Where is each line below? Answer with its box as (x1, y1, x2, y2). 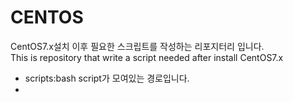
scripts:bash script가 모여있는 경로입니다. (24, 72, 190, 84)
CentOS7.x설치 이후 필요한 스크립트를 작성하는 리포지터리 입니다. (10, 40, 265, 52)
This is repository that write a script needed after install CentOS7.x (10, 51, 284, 63)
